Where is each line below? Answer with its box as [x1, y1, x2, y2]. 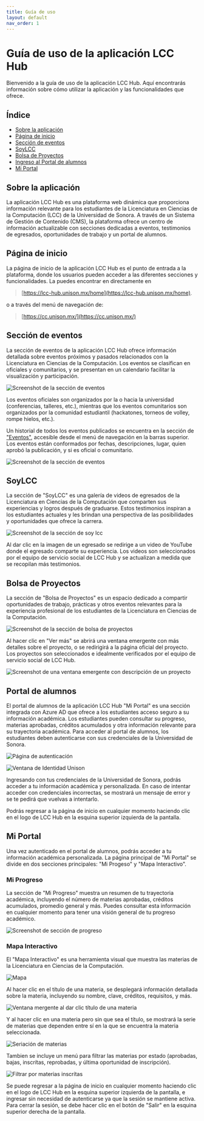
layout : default [6, 15, 47, 21]
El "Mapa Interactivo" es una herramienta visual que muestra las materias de [6, 956, 198, 963]
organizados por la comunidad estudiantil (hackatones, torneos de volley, [6, 408, 190, 416]
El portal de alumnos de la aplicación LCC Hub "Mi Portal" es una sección [6, 702, 190, 709]
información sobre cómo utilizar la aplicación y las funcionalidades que [6, 86, 184, 93]
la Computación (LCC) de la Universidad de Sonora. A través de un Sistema [6, 211, 195, 219]
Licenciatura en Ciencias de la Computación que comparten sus [6, 498, 167, 506]
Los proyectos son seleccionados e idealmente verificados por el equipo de [6, 650, 196, 657]
